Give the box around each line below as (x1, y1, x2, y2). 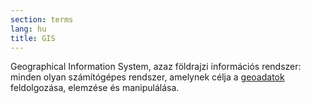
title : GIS (10, 33, 56, 43)
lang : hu (10, 24, 47, 34)
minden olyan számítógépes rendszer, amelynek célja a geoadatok (10, 71, 285, 83)
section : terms (10, 14, 74, 25)
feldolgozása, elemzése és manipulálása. (10, 82, 180, 94)
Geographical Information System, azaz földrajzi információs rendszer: (10, 61, 302, 73)
